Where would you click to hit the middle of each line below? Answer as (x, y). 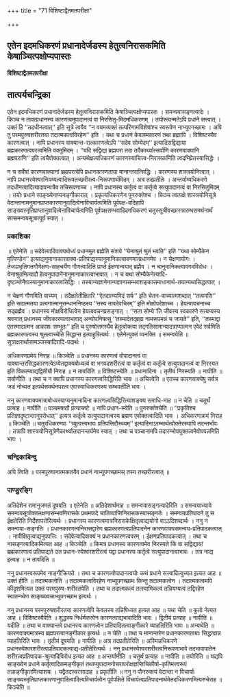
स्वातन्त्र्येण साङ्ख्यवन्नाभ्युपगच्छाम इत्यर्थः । (52, 596)
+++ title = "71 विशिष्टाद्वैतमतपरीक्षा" (50, 11)
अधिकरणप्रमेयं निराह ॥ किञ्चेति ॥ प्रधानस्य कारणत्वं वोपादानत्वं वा (77, 355)
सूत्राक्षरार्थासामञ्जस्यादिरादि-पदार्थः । (46, 342)
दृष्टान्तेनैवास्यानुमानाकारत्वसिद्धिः (41, 282)
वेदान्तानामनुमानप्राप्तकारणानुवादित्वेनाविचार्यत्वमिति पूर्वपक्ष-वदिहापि (76, 202)
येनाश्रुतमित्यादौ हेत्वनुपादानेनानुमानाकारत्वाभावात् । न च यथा (71, 274)
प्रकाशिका (19, 236)
